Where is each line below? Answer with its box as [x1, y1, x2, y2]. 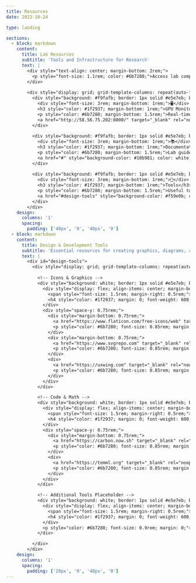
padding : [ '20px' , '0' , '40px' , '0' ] [27, 568, 118, 574]
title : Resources [6, 8, 48, 15]
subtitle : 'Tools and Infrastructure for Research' [21, 57, 150, 63]
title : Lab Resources [21, 52, 75, 57]
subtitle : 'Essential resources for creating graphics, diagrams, [21, 247, 187, 254]
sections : [6, 35, 30, 41]
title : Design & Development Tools [21, 242, 108, 248]
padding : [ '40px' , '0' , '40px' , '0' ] [27, 226, 118, 232]
